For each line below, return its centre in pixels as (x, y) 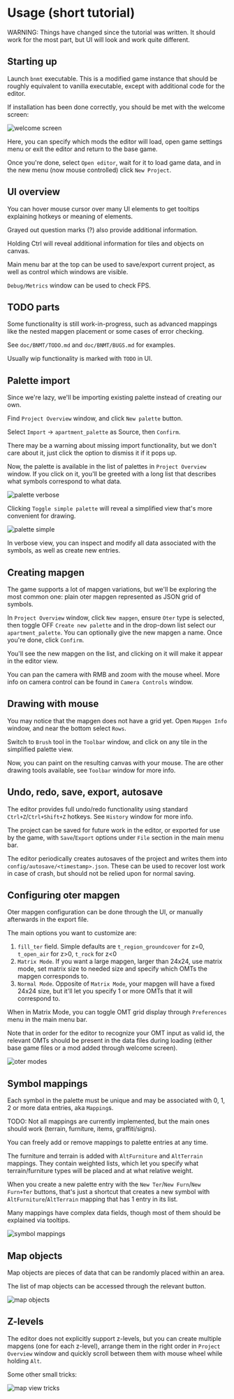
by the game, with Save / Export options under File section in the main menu (116, 837)
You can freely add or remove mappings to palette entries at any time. (108, 1142)
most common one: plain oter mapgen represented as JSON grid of (104, 597)
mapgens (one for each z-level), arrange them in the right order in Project (114, 1346)
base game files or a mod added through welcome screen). (93, 1048)
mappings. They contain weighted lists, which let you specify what (103, 1163)
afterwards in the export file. (48, 919)
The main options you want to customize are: (72, 933)
